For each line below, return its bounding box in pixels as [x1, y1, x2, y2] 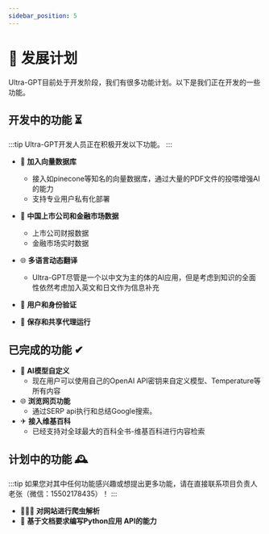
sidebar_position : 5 [8, 11, 78, 20]
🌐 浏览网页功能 [19, 396, 71, 406]
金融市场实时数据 [31, 239, 89, 248]
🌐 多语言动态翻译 [19, 256, 78, 265]
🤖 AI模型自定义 [19, 366, 70, 376]
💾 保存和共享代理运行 [19, 317, 91, 327]
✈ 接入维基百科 [19, 416, 71, 426]
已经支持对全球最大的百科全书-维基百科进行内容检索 [31, 427, 205, 436]
